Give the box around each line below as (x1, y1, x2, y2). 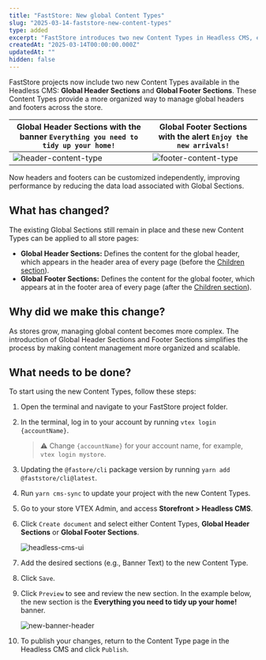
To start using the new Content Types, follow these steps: (9, 387, 197, 396)
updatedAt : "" (9, 48, 56, 56)
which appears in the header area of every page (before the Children (20, 257, 245, 266)
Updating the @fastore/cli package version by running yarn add (20, 465, 230, 474)
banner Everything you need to (19, 131, 139, 142)
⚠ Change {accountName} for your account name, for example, (39, 441, 244, 451)
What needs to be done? (9, 365, 132, 379)
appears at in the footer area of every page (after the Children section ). (20, 282, 252, 292)
